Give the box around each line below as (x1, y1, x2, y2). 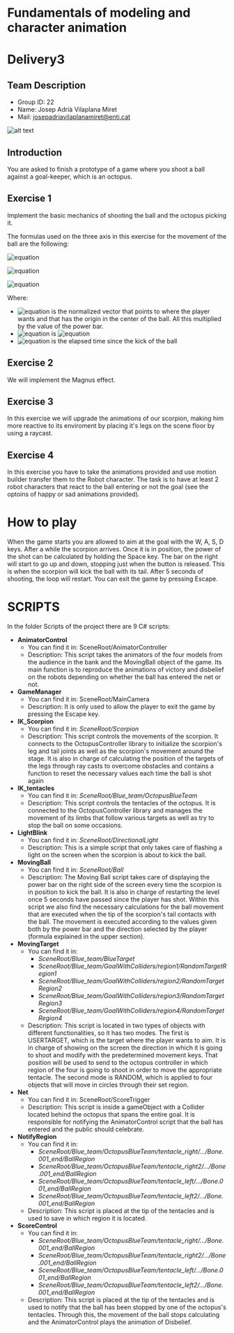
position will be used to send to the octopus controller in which (27, 1059, 208, 1067)
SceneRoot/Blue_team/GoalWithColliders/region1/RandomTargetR (38, 962, 227, 971)
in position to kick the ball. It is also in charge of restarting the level (27, 888, 220, 896)
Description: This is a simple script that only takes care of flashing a (27, 843, 223, 852)
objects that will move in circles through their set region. (27, 1080, 189, 1089)
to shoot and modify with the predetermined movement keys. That (27, 1051, 218, 1059)
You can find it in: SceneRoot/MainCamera (27, 695, 150, 703)
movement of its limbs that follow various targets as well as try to (27, 814, 214, 822)
